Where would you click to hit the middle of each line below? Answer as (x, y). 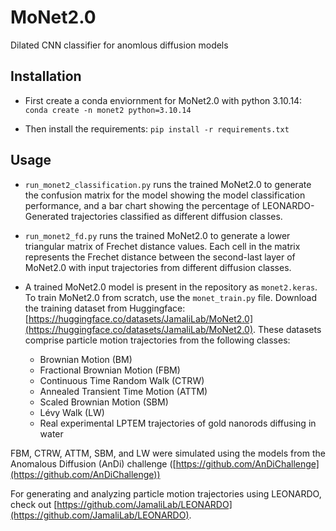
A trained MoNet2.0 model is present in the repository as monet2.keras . (171, 287)
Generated (47, 216)
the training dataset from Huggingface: (105, 308)
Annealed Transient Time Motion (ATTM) (123, 391)
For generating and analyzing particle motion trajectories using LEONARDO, (166, 493)
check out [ (34, 504)
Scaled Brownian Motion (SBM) (104, 402)
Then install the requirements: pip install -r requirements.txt (157, 128)
